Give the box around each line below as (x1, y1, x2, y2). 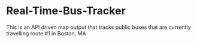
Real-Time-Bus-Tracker (6, 4, 126, 18)
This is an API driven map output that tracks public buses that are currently (6, 24, 191, 31)
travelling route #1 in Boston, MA (6, 29, 86, 37)
